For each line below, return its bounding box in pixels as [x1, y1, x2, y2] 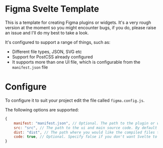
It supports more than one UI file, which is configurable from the [12, 59, 141, 65]
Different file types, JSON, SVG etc [12, 49, 82, 55]
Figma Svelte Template [5, 3, 99, 15]
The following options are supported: [5, 107, 79, 112]
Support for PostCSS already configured [12, 54, 93, 59]
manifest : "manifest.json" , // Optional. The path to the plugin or [14, 121, 155, 126]
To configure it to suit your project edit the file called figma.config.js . [5, 97, 145, 103]
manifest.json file [12, 64, 48, 70]
